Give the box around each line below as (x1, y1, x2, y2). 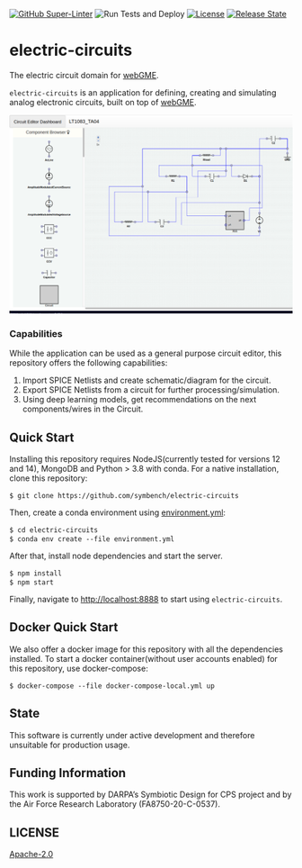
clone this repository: (9, 473, 88, 484)
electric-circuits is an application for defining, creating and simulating (9, 86, 277, 98)
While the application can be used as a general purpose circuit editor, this (9, 348, 282, 359)
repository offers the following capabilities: (9, 357, 168, 368)
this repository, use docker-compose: (9, 663, 148, 674)
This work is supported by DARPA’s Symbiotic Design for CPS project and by (9, 789, 292, 800)
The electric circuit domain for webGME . (9, 69, 159, 80)
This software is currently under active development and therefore (9, 729, 255, 740)
